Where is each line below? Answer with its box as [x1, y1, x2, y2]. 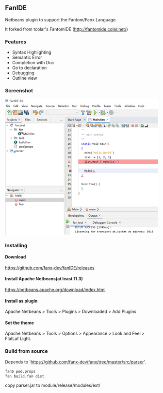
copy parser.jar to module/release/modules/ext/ [5, 382, 100, 388]
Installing [5, 242, 28, 249]
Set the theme [5, 320, 34, 325]
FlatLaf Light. [5, 336, 32, 342]
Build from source [5, 348, 48, 355]
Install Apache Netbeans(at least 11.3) [5, 276, 83, 282]
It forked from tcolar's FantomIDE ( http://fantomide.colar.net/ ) [5, 26, 129, 32]
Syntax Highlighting [12, 50, 52, 55]
